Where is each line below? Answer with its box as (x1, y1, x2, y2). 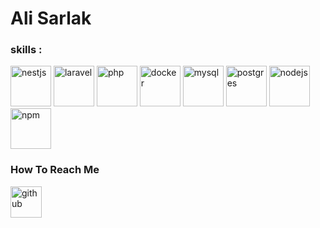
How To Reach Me (10, 163, 100, 177)
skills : (10, 43, 43, 57)
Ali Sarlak (10, 7, 92, 30)
